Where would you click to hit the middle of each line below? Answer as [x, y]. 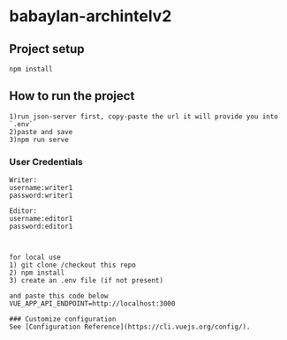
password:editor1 [41, 227]
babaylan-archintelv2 [91, 16]
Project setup [47, 49]
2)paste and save [41, 132]
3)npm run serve [39, 140]
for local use [35, 258]
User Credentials [46, 162]
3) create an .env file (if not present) [87, 281]
